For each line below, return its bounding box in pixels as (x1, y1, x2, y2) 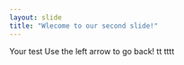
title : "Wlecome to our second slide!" (9, 21, 159, 30)
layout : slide (9, 12, 63, 22)
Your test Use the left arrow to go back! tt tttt (9, 45, 175, 56)
